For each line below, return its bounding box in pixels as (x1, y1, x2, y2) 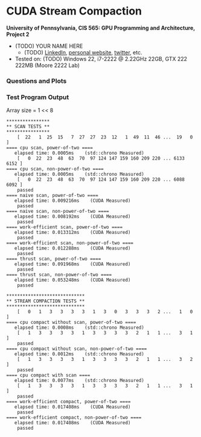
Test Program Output (6, 92, 69, 101)
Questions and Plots (6, 77, 67, 85)
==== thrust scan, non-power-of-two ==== (6, 272, 112, 278)
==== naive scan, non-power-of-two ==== (6, 209, 110, 215)
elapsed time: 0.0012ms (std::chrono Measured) (14, 351, 145, 357)
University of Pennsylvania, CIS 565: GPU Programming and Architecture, (6, 24, 195, 31)
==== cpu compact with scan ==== (6, 372, 91, 378)
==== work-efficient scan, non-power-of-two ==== (6, 240, 134, 246)
